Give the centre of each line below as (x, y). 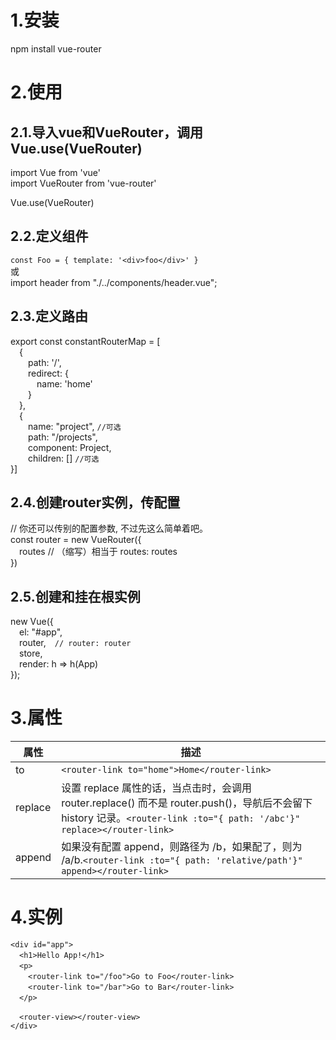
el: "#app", (41, 632)
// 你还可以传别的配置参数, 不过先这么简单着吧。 (109, 528)
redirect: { (48, 373)
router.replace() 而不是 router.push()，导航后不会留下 (187, 803)
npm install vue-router (56, 48)
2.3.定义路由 (49, 316)
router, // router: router (75, 643)
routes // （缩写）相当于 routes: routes (98, 552)
